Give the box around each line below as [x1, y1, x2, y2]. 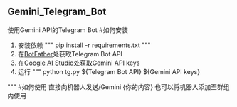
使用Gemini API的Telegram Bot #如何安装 [7, 25, 128, 34]
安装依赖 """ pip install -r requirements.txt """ [17, 41, 151, 49]
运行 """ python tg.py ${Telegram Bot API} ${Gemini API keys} [17, 67, 201, 76]
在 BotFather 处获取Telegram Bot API [17, 49, 123, 58]
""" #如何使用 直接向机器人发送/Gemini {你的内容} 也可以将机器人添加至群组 [7, 82, 230, 91]
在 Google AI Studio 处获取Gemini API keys [17, 58, 140, 67]
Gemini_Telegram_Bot [7, 6, 107, 18]
